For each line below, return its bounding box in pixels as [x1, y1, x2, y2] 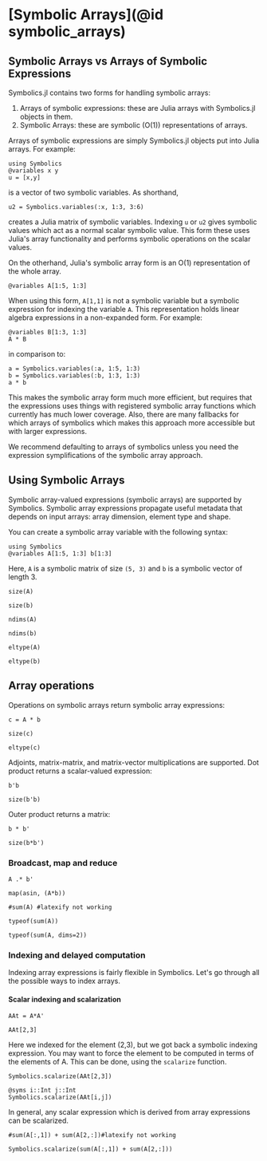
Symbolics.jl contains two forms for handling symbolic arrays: [8, 88, 211, 97]
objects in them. [19, 112, 73, 121]
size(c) [8, 729, 34, 737]
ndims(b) [8, 629, 37, 638]
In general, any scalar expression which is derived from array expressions [8, 1108, 251, 1117]
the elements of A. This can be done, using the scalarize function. [8, 1057, 227, 1067]
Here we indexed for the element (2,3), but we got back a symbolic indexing [8, 1040, 257, 1050]
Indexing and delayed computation [8, 950, 146, 961]
